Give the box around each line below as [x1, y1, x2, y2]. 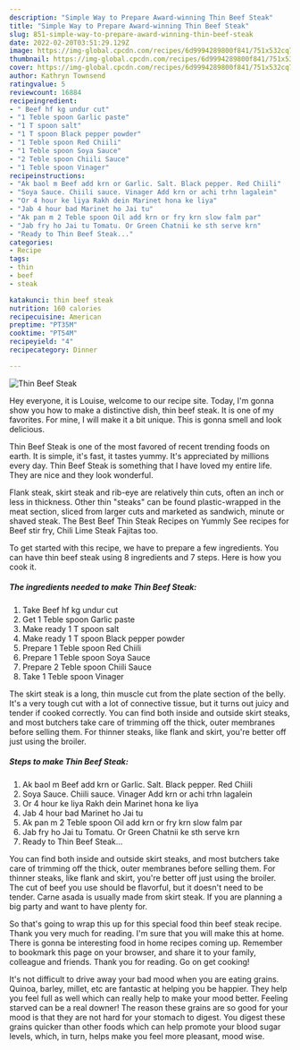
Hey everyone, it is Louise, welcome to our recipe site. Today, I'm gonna [9, 395, 274, 405]
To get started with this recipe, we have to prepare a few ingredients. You [9, 542, 279, 553]
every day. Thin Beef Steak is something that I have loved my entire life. [9, 460, 272, 471]
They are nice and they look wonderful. [9, 469, 154, 480]
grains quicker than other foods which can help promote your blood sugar [9, 1021, 281, 1032]
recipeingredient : [9, 96, 78, 106]
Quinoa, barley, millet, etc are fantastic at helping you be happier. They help [9, 983, 287, 994]
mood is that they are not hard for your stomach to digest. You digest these [9, 1012, 286, 1022]
